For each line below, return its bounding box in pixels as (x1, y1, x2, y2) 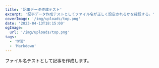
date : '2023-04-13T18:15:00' (5, 21, 65, 26)
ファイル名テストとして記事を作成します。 (5, 57, 92, 64)
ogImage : (5, 25, 23, 30)
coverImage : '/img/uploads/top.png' (5, 16, 81, 21)
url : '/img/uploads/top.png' (9, 30, 70, 35)
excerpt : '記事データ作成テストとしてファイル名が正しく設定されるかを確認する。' (5, 12, 155, 17)
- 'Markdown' (9, 44, 37, 48)
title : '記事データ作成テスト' (5, 7, 62, 12)
